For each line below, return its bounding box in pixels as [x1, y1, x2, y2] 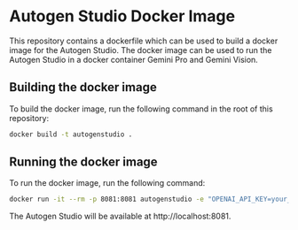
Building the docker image [9, 80, 157, 95]
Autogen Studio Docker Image [9, 6, 236, 27]
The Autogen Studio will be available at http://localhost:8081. [9, 211, 231, 222]
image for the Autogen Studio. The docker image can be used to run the [9, 44, 272, 55]
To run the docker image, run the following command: [9, 178, 206, 188]
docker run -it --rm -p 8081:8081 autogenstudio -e [9, 195, 204, 204]
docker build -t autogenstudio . [9, 130, 133, 139]
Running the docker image [9, 155, 158, 170]
